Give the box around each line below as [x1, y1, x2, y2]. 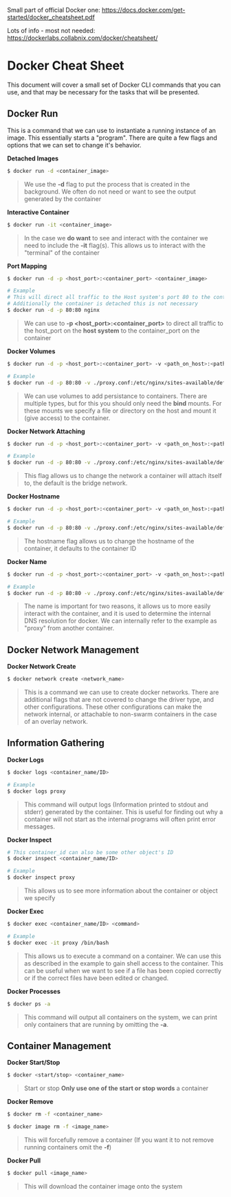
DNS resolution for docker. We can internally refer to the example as [23, 616, 217, 625]
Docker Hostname [7, 492, 60, 501]
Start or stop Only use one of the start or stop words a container [23, 1084, 209, 1092]
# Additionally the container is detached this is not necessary [7, 300, 198, 307]
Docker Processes [7, 987, 60, 995]
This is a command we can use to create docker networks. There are [23, 688, 219, 696]
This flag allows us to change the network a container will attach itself [23, 472, 222, 480]
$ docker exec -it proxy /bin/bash [7, 939, 109, 946]
